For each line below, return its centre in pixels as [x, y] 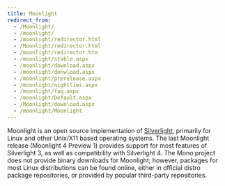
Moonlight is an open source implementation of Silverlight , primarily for [109, 130]
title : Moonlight [32, 14]
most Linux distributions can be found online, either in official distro [104, 167]
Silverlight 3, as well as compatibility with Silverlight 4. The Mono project [111, 153]
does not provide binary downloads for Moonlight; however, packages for [113, 160]
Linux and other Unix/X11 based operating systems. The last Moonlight [108, 138]
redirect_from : [29, 20]
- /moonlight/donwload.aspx [54, 72]
